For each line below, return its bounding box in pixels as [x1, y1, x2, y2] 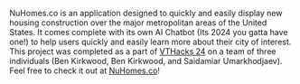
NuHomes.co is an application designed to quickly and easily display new [9, 8, 283, 18]
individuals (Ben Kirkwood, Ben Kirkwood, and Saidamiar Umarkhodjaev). [9, 56, 283, 66]
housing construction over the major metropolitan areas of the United [9, 17, 267, 28]
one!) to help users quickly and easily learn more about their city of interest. [9, 36, 292, 47]
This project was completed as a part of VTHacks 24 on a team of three [9, 46, 277, 57]
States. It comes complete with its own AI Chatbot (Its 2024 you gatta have [9, 27, 288, 37]
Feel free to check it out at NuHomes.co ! [9, 65, 161, 76]
